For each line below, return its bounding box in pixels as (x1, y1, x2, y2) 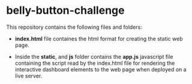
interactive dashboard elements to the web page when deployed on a (14, 65, 187, 73)
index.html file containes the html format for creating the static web (14, 35, 183, 42)
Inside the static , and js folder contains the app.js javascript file (14, 53, 173, 60)
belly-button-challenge (6, 4, 125, 17)
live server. (14, 72, 43, 79)
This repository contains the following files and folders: (6, 23, 143, 31)
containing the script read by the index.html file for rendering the (14, 59, 175, 67)
